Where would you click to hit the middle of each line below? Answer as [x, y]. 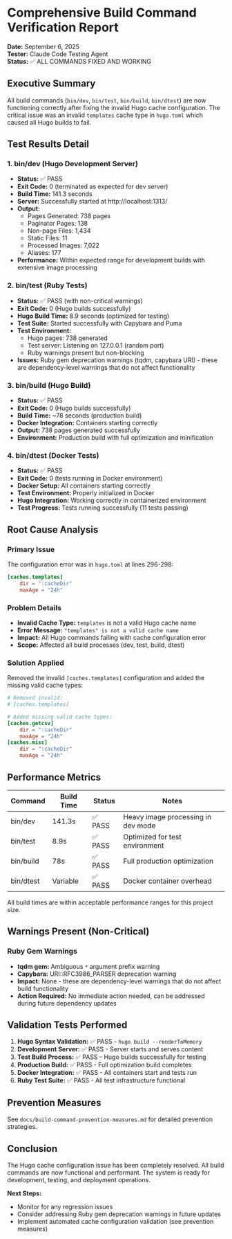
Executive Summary [51, 83]
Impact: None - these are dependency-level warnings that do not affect [119, 981]
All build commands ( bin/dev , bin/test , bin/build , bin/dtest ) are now [107, 100]
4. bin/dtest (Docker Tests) [53, 455]
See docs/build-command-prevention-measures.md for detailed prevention [110, 1119]
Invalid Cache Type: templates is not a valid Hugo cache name [107, 623]
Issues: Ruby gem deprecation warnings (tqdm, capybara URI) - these [117, 360]
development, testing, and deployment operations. [79, 1180]
